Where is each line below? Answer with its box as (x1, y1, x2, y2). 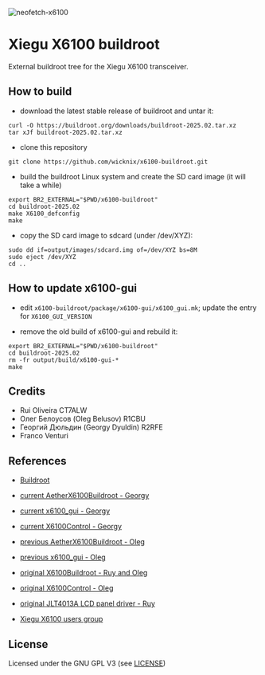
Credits (8, 384, 46, 398)
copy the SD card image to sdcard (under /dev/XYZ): (19, 230, 193, 240)
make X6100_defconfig (8, 210, 80, 218)
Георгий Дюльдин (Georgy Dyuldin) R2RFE (19, 422, 163, 432)
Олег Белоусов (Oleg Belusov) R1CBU (19, 414, 146, 424)
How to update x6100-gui (8, 281, 138, 295)
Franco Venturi (19, 431, 69, 441)
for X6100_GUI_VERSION (19, 311, 92, 320)
